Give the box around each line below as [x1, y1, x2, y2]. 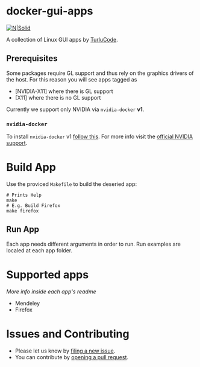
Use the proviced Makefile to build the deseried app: [6, 180, 137, 188]
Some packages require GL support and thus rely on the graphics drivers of [6, 69, 194, 77]
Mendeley [14, 299, 40, 307]
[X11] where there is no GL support [14, 94, 101, 101]
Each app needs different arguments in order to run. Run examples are [6, 240, 181, 247]
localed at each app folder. [6, 246, 73, 254]
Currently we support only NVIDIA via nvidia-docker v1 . [6, 106, 145, 113]
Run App [6, 225, 40, 235]
